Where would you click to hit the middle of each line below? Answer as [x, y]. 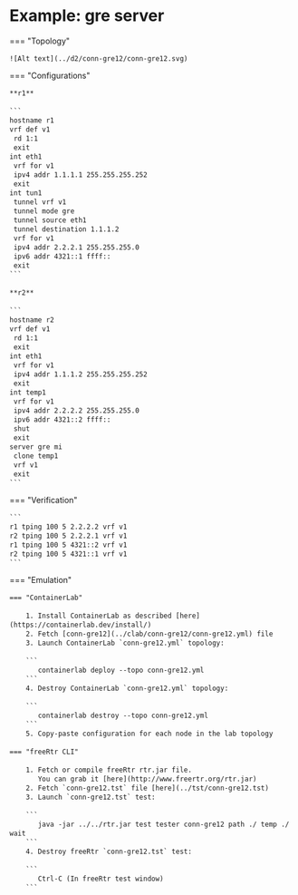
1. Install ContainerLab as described [99, 616]
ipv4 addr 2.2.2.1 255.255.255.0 [77, 247]
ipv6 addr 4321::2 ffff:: [62, 419]
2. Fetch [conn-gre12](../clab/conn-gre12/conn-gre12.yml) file [149, 634]
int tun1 [26, 193]
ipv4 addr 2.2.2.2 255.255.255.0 [77, 410]
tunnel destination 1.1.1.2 [66, 229]
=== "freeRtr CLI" [44, 752]
